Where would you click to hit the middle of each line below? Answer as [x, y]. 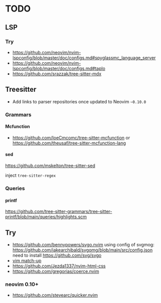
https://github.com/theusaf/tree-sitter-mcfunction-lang [69, 143]
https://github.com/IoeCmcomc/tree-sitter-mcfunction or [71, 137]
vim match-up [27, 260]
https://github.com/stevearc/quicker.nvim [55, 295]
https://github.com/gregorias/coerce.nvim [55, 271]
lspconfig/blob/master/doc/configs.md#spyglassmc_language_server [84, 58]
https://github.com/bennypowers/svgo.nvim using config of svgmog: [83, 244]
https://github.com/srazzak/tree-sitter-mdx [57, 74]
